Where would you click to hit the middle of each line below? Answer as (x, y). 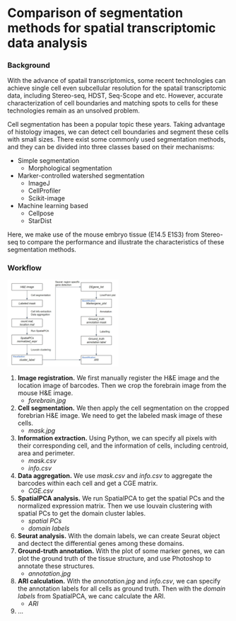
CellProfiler (45, 191)
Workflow (25, 268)
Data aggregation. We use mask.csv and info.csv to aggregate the (115, 475)
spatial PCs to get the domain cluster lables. (82, 513)
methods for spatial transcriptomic (112, 28)
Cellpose (41, 213)
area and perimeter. (46, 453)
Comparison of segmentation (95, 13)
